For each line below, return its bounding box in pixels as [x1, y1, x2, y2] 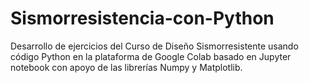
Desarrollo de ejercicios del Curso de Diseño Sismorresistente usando [10, 40, 299, 52]
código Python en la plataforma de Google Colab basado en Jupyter [10, 50, 292, 62]
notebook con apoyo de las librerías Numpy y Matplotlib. [10, 61, 243, 73]
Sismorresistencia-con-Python [10, 7, 275, 30]
